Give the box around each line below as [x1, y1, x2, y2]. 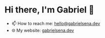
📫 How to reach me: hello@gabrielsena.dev [11, 20, 100, 26]
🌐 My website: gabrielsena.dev [11, 27, 74, 33]
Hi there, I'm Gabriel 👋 [4, 4, 94, 15]
